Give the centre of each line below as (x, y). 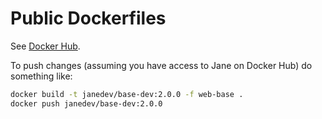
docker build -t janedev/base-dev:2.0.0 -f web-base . (127, 94)
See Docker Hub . (45, 46)
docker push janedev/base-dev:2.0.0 (86, 103)
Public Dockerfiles (88, 18)
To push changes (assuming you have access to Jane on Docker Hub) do (161, 65)
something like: (41, 76)
